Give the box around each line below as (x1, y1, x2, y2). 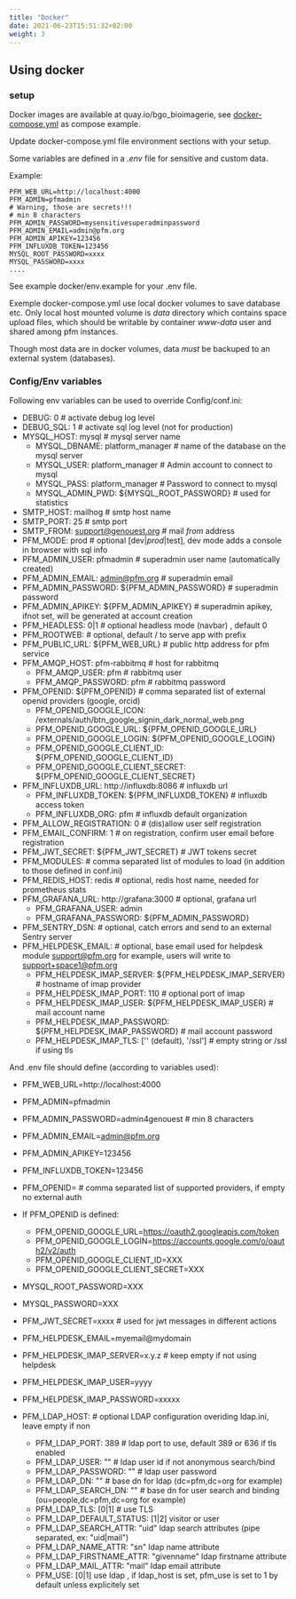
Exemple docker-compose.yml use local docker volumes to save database (9, 298, 281, 309)
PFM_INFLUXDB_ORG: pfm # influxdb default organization (35, 809, 248, 820)
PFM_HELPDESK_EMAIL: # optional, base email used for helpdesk (21, 941, 263, 951)
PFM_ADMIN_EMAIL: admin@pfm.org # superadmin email (21, 573, 233, 584)
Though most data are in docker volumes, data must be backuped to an (9, 344, 270, 354)
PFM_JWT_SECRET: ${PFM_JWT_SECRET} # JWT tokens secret (21, 847, 257, 857)
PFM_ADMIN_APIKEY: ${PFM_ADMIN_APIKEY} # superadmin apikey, (21, 601, 273, 612)
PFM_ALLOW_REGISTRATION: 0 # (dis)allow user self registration (21, 818, 261, 829)
